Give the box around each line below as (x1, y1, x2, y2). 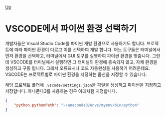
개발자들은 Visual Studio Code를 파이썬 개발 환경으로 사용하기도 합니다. (5, 40, 146, 46)
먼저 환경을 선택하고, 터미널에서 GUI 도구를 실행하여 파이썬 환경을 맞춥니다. (5, 53, 151, 58)
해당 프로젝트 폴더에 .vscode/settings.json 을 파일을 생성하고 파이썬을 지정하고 (5, 82, 161, 88)
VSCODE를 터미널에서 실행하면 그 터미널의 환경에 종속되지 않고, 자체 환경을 (10, 59, 158, 65)
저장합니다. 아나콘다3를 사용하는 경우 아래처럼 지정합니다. (5, 88, 117, 94)
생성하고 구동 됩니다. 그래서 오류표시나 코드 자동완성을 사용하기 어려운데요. (5, 65, 151, 71)
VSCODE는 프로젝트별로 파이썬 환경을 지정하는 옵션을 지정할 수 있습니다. (5, 71, 147, 77)
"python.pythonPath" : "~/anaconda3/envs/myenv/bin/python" (14, 103, 140, 108)
